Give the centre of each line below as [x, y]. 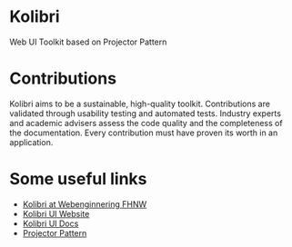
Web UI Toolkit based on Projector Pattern [88, 42]
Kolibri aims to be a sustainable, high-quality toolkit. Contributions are [140, 104]
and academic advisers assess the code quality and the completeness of [146, 123]
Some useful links [78, 179]
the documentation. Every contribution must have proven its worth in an [144, 133]
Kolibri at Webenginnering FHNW [85, 204]
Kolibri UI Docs [50, 223]
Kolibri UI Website [56, 213]
